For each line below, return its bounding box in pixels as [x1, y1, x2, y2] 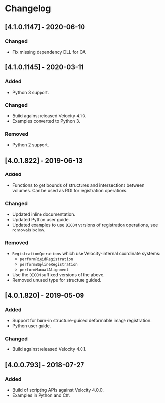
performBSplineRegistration [19, 262, 78, 267]
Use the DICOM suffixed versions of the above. [12, 272, 105, 278]
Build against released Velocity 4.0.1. [12, 346, 87, 352]
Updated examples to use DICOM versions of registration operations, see [12, 222, 158, 228]
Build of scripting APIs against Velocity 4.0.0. [12, 387, 104, 393]
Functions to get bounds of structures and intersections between [12, 182, 145, 188]
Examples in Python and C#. [12, 392, 70, 398]
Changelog [5, 3, 51, 14]
